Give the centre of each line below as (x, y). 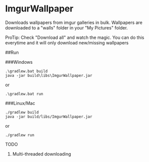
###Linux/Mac (20, 103)
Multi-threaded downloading (42, 154)
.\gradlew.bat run (24, 94)
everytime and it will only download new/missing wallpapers (67, 42)
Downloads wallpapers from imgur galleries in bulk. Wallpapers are (74, 22)
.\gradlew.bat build (27, 71)
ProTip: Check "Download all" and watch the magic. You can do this (75, 37)
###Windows (19, 62)
